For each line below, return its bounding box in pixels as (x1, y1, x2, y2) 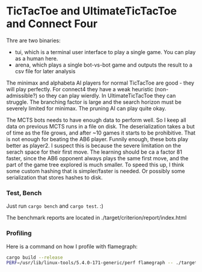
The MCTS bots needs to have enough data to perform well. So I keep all (6, 116, 186, 124)
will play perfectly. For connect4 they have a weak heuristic (6, 85, 154, 92)
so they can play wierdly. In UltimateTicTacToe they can (38, 92, 176, 99)
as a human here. (14, 55, 58, 62)
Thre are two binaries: (6, 37, 61, 44)
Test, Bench (6, 189, 42, 197)
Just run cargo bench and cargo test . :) (6, 202, 103, 210)
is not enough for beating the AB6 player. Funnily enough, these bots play (6, 135, 188, 142)
